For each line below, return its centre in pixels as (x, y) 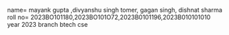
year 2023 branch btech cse (48, 24)
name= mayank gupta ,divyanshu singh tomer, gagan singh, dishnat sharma (115, 10)
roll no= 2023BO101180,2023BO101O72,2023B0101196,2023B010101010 (109, 17)
